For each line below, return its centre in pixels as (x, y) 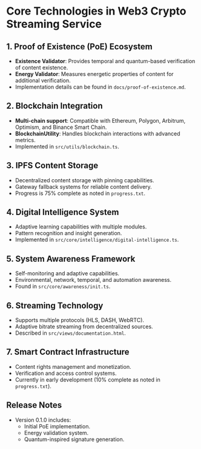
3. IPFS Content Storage (52, 166)
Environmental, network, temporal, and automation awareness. (93, 280)
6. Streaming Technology (55, 305)
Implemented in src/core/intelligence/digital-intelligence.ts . (97, 240)
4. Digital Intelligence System (63, 212)
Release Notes (34, 405)
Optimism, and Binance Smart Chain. (61, 127)
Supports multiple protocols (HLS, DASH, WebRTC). (79, 320)
